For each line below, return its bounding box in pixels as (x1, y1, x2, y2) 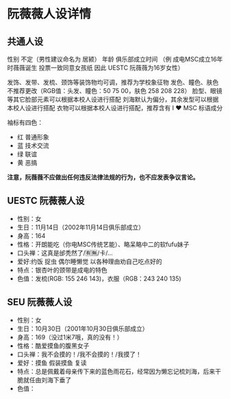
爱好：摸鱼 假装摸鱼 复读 (16, 359, 87, 367)
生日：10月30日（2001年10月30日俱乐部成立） (16, 324, 149, 333)
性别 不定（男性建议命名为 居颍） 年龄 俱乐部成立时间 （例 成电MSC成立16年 (7, 55, 223, 63)
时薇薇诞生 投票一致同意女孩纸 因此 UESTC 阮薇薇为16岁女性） (7, 64, 184, 72)
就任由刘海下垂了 (23, 376, 72, 384)
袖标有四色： (7, 118, 43, 127)
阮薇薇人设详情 (7, 6, 92, 22)
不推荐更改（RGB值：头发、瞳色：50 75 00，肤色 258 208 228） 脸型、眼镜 (7, 87, 222, 94)
